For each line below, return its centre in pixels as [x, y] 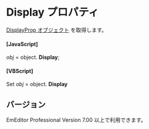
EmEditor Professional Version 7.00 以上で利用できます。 [76, 120]
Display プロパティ [53, 12]
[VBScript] [20, 71]
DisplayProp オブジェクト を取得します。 [56, 30]
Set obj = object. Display [37, 84]
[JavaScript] [22, 44]
